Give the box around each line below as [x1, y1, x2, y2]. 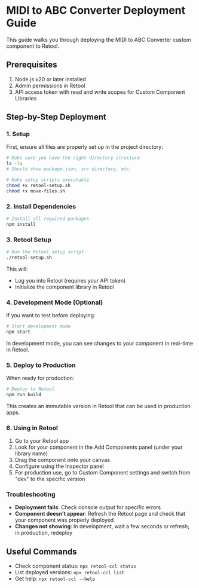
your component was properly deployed [14, 516, 114, 523]
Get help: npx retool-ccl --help [14, 575, 96, 583]
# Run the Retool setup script [6, 249, 84, 255]
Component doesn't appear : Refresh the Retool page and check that [14, 510, 186, 517]
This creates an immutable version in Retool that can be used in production [6, 402, 191, 409]
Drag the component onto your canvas [14, 457, 111, 464]
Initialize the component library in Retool [14, 283, 115, 290]
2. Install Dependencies [6, 202, 76, 210]
